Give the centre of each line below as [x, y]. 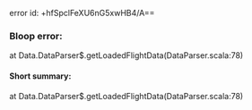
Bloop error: [36, 36]
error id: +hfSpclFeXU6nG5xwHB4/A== [82, 13]
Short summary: [40, 76]
